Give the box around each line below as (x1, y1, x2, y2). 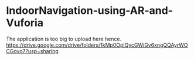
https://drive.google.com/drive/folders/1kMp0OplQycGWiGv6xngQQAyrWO (6, 42, 188, 48)
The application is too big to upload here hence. (6, 35, 122, 42)
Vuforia (6, 16, 44, 29)
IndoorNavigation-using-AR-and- (6, 4, 173, 17)
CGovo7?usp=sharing (6, 47, 59, 54)
